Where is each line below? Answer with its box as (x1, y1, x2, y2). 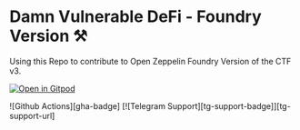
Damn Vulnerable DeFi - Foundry (9, 6, 262, 27)
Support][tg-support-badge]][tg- (167, 100, 291, 111)
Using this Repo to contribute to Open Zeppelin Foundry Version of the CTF (9, 55, 292, 66)
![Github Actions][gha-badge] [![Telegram (9, 100, 166, 111)
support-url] (9, 110, 55, 121)
